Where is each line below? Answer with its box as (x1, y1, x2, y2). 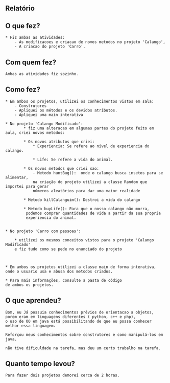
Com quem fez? (5, 58, 57, 66)
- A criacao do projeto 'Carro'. (14, 44, 86, 49)
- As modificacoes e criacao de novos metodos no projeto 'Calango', (14, 39, 166, 45)
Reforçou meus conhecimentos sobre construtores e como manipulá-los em (5, 332, 163, 337)
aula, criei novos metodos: (5, 130, 65, 135)
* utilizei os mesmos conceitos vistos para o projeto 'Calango (14, 237, 154, 242)
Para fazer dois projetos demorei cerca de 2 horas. (5, 373, 120, 378)
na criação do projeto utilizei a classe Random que (32, 179, 147, 185)
